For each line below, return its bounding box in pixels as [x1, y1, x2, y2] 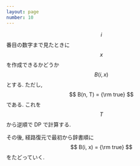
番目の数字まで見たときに [6, 41, 70, 48]
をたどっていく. [6, 153, 45, 161]
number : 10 [6, 14, 34, 20]
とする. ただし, [6, 81, 43, 88]
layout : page [6, 8, 39, 15]
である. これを [6, 100, 41, 108]
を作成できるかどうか [6, 61, 59, 68]
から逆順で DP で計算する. [6, 121, 71, 128]
